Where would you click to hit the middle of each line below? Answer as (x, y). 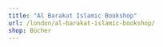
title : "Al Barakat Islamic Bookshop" (73, 16)
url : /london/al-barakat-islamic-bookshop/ (82, 23)
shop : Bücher (30, 30)
